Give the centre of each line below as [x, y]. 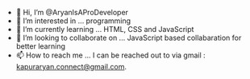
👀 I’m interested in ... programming [73, 21]
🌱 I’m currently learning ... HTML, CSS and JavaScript [105, 29]
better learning [41, 46]
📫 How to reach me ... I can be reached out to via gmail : [110, 55]
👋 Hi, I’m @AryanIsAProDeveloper [72, 12]
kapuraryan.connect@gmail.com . [71, 67]
